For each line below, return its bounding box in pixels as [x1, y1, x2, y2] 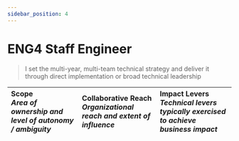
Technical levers [159, 97, 218, 107]
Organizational [81, 102, 134, 112]
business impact [159, 124, 218, 134]
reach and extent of [81, 111, 151, 120]
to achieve [159, 115, 197, 125]
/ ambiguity [11, 124, 51, 134]
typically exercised [159, 106, 226, 116]
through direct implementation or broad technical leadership [24, 72, 201, 80]
